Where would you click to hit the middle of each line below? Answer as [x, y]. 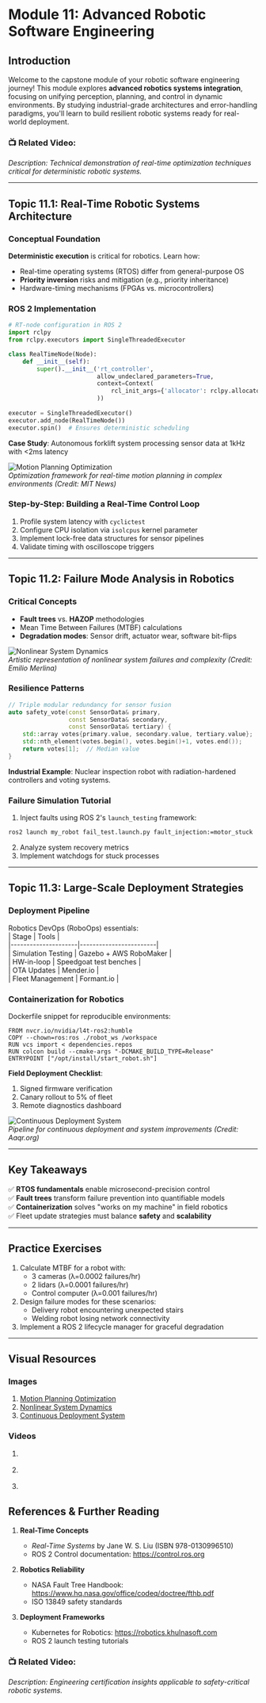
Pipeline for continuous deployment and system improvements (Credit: [123, 1129]
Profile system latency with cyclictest [82, 521]
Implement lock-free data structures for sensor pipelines [112, 538]
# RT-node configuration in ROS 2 [65, 325]
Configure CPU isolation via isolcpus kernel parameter [108, 529]
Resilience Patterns [46, 689]
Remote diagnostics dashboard [70, 1105]
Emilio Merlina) [33, 668]
